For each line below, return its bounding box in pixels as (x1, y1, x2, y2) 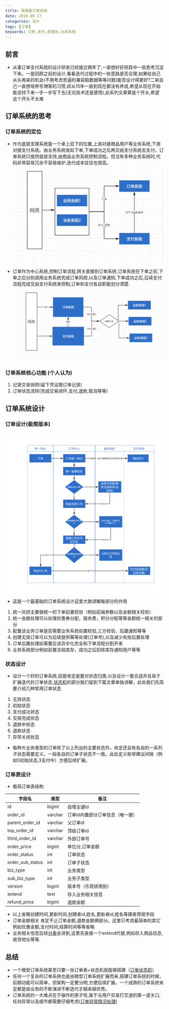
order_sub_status (7, 859, 43, 865)
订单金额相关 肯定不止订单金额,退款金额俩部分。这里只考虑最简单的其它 (12, 917, 161, 924)
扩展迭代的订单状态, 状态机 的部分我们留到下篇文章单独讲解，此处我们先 (12, 679, 159, 685)
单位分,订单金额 (67, 844, 100, 850)
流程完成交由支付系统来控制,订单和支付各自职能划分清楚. (12, 281, 130, 287)
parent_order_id (7, 819, 40, 826)
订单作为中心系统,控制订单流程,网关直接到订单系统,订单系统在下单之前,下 (12, 268, 163, 274)
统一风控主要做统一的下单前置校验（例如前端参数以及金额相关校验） (12, 609, 154, 615)
